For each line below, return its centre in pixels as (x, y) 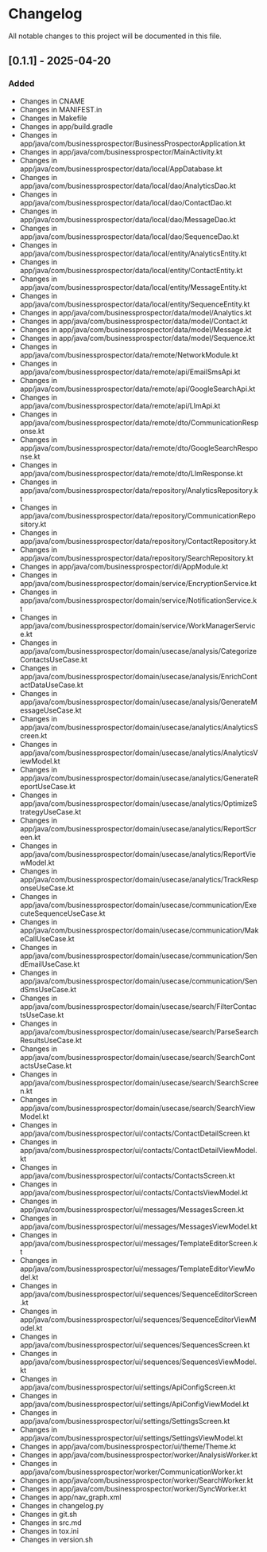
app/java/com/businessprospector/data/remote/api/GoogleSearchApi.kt (137, 389)
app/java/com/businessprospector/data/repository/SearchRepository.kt (137, 557)
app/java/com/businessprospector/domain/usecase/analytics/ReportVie (138, 854)
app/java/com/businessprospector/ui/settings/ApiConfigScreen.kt (128, 1387)
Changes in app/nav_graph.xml (70, 1497)
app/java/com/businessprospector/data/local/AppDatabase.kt (121, 169)
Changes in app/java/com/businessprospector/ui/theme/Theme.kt (128, 1446)
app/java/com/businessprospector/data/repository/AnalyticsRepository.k (139, 490)
